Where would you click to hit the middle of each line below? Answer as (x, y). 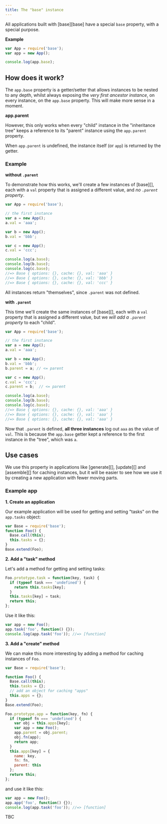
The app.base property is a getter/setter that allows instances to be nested (82, 90)
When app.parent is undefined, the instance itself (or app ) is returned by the (83, 146)
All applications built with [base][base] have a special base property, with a (82, 24)
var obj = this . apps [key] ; (42, 723)
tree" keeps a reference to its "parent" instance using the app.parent (76, 130)
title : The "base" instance (34, 10)
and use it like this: (24, 789)
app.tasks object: (23, 517)
